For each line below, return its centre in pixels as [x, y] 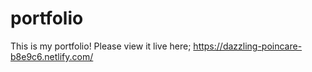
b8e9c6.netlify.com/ [52, 56]
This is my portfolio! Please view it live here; [101, 46]
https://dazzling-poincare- [248, 46]
